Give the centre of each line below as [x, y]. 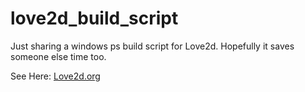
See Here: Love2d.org [55, 76]
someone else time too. [58, 56]
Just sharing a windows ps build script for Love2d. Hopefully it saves [152, 46]
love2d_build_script [94, 18]
